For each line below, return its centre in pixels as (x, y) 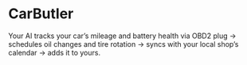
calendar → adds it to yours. (55, 52)
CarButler (41, 14)
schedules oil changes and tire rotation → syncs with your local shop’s (123, 44)
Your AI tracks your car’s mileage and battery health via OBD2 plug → (122, 36)
